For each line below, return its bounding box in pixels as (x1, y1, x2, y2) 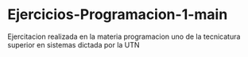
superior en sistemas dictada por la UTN (7, 40, 140, 49)
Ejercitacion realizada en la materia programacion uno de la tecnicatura (7, 32, 241, 41)
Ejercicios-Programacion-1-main (7, 6, 228, 24)
